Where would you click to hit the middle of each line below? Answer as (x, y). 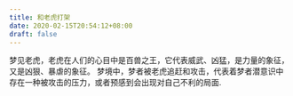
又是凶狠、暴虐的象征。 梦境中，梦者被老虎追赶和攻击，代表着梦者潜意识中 (146, 71)
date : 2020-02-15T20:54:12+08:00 (71, 26)
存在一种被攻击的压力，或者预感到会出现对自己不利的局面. (115, 83)
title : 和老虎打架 (40, 17)
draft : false (33, 34)
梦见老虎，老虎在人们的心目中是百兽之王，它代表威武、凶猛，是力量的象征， (149, 60)
